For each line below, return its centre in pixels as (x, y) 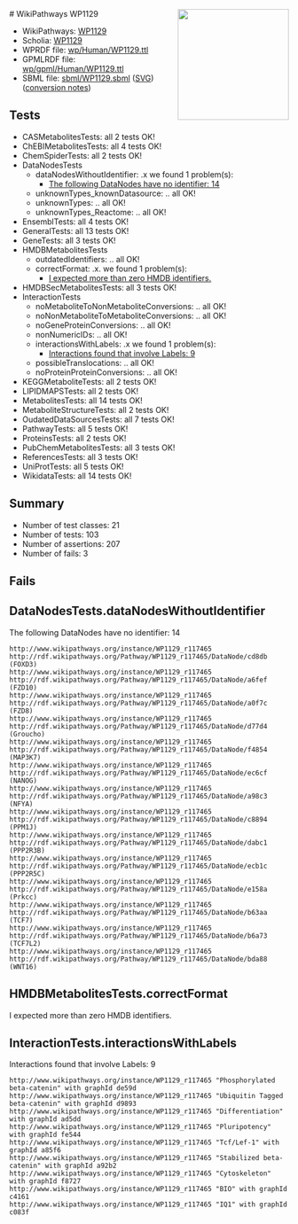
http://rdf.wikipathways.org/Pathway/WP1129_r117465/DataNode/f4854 (138, 749)
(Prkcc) (24, 897)
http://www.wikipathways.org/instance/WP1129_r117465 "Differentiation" (146, 1111)
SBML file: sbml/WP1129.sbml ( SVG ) (88, 78)
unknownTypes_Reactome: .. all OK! (101, 212)
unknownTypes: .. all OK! (80, 202)
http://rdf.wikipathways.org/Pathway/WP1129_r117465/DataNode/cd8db (138, 656)
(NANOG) (24, 780)
